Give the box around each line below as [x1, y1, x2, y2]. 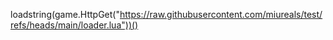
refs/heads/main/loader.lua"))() [10, 19, 139, 31]
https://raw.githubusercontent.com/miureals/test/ [119, 9, 323, 20]
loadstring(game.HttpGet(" [10, 9, 120, 20]
